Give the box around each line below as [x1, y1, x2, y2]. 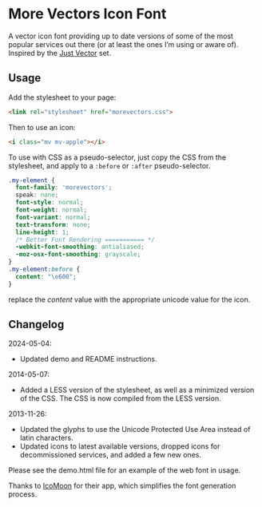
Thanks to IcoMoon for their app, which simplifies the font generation [8, 481, 236, 491]
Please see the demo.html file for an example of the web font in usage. [8, 465, 241, 475]
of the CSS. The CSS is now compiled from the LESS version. [19, 394, 221, 403]
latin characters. [19, 433, 73, 443]
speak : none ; [15, 191, 59, 200]
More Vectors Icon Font [8, 5, 167, 23]
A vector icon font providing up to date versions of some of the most [8, 31, 234, 41]
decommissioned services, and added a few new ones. [19, 450, 202, 460]
